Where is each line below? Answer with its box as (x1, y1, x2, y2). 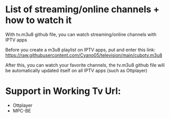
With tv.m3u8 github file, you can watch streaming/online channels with (5, 31, 157, 37)
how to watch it (5, 14, 72, 26)
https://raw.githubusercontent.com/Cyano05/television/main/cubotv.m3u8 (5, 52, 162, 58)
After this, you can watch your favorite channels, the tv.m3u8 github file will (5, 62, 165, 68)
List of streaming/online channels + (5, 4, 160, 15)
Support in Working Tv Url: (5, 85, 121, 97)
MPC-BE (12, 107, 31, 113)
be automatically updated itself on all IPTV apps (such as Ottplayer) (5, 67, 147, 74)
